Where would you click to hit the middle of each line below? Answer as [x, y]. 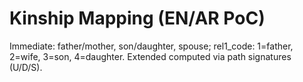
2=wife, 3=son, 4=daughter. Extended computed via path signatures [150, 56]
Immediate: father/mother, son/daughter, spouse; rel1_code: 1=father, [151, 46]
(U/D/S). [26, 67]
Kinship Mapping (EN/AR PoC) [137, 18]
